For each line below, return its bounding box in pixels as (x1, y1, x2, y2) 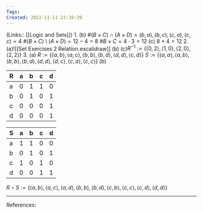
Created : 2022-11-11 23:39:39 (6, 14, 83, 21)
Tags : (6, 8, 20, 15)
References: (6, 202, 36, 209)
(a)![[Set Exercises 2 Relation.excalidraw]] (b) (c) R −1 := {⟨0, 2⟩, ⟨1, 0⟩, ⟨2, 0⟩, (6, 43, 191, 52)
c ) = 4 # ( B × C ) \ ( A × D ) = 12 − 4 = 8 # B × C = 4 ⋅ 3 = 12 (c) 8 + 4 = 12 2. (6, 37, 188, 45)
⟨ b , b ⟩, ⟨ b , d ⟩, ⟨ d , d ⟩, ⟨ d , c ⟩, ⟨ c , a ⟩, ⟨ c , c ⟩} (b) (6, 58, 107, 65)
